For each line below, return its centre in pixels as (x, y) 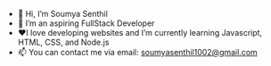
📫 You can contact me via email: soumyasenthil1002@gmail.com (138, 52)
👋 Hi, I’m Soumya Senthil (63, 14)
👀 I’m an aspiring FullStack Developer (86, 23)
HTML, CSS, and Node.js (63, 42)
